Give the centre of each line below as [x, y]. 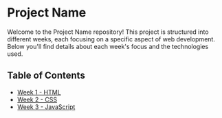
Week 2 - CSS [37, 99]
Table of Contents [46, 76]
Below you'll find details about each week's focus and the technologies [108, 46]
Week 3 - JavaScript [46, 107]
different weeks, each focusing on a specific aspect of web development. [111, 39]
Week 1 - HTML [39, 92]
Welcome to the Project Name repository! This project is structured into [108, 32]
